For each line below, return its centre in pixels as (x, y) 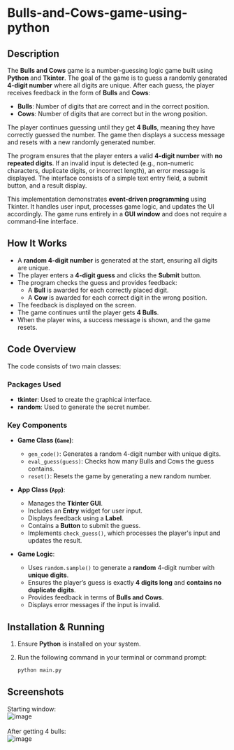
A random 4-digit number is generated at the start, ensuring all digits (117, 260)
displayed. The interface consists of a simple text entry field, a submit (108, 178)
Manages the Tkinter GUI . (65, 504)
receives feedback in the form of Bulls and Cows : (79, 93)
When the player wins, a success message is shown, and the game (114, 319)
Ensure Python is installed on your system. (79, 644)
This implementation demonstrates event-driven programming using (107, 199)
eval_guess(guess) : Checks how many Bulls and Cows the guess (121, 461)
